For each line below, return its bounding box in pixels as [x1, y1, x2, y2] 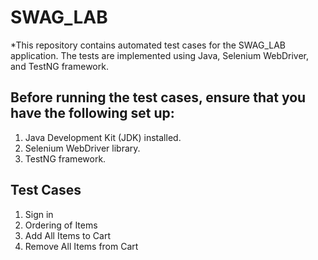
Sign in [24, 208, 54, 220]
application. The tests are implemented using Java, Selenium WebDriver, [10, 49, 310, 61]
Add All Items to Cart [24, 229, 112, 241]
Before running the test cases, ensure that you [10, 89, 307, 106]
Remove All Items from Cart [24, 240, 139, 252]
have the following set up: [10, 105, 175, 122]
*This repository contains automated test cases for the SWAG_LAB [10, 39, 286, 51]
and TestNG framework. [10, 60, 109, 72]
